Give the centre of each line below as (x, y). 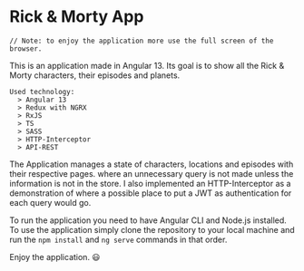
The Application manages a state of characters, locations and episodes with (152, 164)
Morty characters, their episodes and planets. (95, 75)
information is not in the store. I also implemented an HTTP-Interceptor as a (150, 183)
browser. (26, 48)
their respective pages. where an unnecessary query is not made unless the (152, 173)
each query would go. (50, 202)
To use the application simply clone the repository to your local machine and (152, 229)
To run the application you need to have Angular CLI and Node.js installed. (148, 220)
